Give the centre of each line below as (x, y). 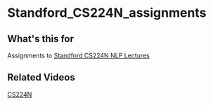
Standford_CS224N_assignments (107, 13)
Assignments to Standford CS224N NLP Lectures (78, 55)
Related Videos (41, 77)
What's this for (41, 39)
